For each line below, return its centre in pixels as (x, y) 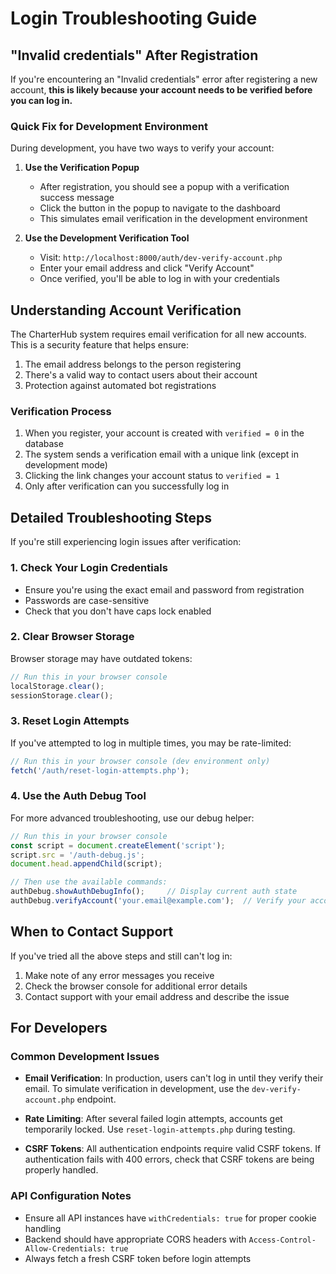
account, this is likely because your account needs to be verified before (161, 90)
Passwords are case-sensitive (87, 600)
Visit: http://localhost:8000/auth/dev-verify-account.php (161, 258)
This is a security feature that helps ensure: (100, 345)
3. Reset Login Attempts (70, 721)
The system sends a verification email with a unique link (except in (161, 454)
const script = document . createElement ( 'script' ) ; (118, 845)
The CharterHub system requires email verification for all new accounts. (158, 334)
